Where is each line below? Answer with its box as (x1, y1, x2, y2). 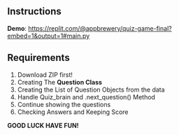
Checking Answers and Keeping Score (17, 108, 129, 116)
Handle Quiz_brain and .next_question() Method (17, 92, 156, 101)
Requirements (7, 52, 70, 64)
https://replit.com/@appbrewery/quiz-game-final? (27, 24, 173, 32)
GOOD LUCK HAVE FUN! (7, 121, 79, 129)
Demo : (7, 24, 27, 32)
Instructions (7, 6, 62, 17)
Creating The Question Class (17, 78, 103, 86)
